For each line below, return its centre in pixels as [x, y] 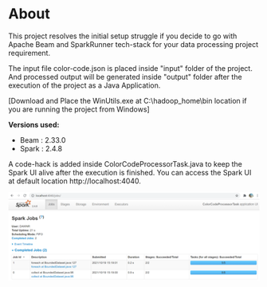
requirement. [29, 53]
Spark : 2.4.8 [41, 148]
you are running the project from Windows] [79, 109]
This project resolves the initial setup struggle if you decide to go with [123, 36]
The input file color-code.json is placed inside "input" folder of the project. [130, 68]
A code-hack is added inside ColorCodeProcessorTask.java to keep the [126, 163]
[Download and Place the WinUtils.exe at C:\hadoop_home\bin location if [128, 100]
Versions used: [34, 124]
